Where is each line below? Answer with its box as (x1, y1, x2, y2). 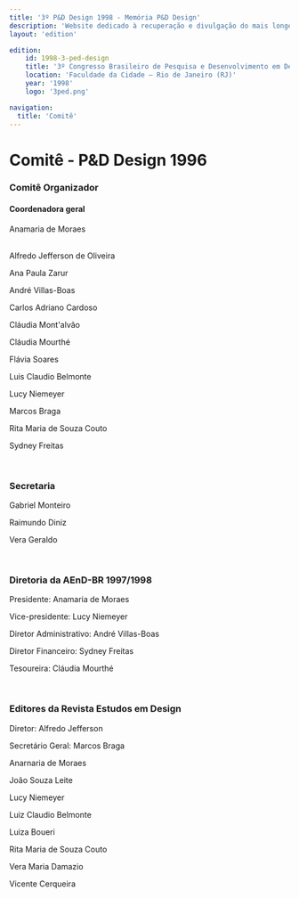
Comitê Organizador (9, 182, 100, 194)
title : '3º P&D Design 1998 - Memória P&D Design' (9, 12, 201, 22)
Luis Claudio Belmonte (9, 371, 92, 381)
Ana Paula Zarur (9, 267, 69, 278)
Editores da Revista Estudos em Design (9, 703, 182, 715)
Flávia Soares (9, 354, 60, 364)
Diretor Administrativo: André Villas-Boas (9, 629, 160, 640)
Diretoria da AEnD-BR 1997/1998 (9, 574, 153, 586)
